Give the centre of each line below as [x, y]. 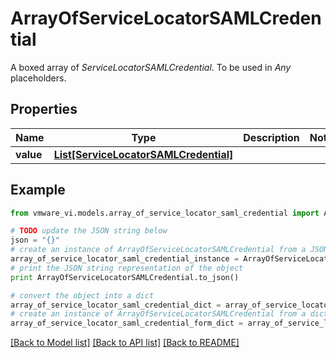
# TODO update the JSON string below [89, 231]
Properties [44, 109]
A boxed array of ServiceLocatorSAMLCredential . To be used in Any [151, 67]
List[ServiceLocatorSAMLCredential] [143, 154]
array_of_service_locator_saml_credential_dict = [116, 305]
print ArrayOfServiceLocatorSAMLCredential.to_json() [125, 277]
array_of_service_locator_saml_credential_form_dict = [127, 323]
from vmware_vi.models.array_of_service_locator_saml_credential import [165, 213]
